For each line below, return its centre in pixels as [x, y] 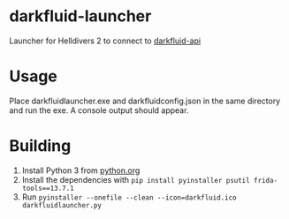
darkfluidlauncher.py [61, 205]
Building [40, 146]
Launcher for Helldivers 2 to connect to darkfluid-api [105, 41]
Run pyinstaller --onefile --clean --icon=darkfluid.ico [129, 197]
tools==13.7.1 [48, 188]
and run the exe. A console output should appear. [99, 110]
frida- [266, 180]
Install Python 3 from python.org [81, 170]
